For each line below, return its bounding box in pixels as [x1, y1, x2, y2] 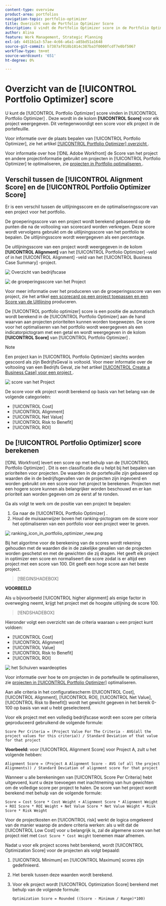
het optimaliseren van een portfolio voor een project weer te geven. [12, 521, 150, 527]
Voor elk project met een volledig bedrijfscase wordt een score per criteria [5, 714, 157, 720]
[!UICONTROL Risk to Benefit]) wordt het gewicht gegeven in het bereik [5, 700, 151, 705]
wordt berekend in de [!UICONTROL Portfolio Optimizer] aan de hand [5, 314, 146, 319]
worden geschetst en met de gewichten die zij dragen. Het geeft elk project [5, 550, 159, 556]
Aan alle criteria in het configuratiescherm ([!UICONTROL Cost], [5, 689, 135, 695]
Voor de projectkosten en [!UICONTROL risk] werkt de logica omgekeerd [5, 817, 153, 823]
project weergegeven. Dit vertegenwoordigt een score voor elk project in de [5, 121, 160, 126]
